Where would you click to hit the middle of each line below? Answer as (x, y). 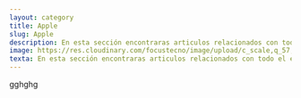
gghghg (24, 84)
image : (21, 51)
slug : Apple (31, 34)
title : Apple (34, 26)
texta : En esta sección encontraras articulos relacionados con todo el (148, 59)
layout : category (42, 17)
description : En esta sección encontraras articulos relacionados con (144, 42)
